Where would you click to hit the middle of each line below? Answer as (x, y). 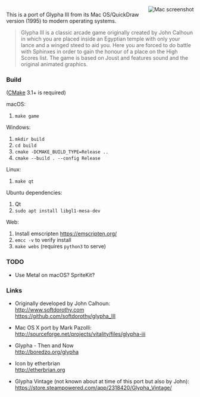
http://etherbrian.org (40, 370)
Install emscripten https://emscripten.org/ (66, 234)
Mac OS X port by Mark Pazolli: (53, 327)
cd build (26, 146)
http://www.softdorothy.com (49, 309)
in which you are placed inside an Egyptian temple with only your (100, 39)
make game (27, 116)
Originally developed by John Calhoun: (62, 303)
